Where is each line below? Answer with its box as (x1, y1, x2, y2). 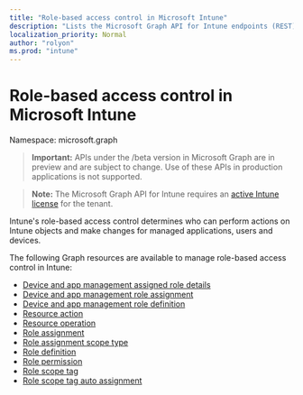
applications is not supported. (31, 171, 142, 182)
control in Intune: (9, 262, 72, 273)
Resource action (22, 308, 84, 319)
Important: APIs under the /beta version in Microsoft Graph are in (31, 152, 275, 163)
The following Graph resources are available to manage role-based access (9, 253, 287, 263)
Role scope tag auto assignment (22, 375, 142, 386)
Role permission (22, 356, 83, 367)
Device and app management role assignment (22, 289, 194, 300)
